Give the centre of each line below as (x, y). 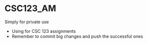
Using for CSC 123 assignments (44, 31)
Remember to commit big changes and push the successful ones (77, 36)
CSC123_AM (30, 8)
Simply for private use (27, 22)
